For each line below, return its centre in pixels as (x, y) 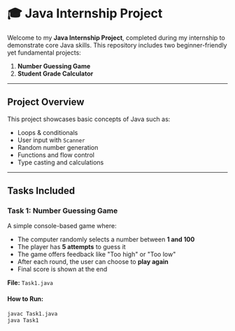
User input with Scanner (51, 140)
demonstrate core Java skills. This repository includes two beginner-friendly (117, 45)
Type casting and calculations (60, 162)
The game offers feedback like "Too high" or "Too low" (97, 254)
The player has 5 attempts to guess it (71, 247)
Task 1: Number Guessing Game (63, 211)
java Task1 (23, 320)
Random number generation (58, 147)
